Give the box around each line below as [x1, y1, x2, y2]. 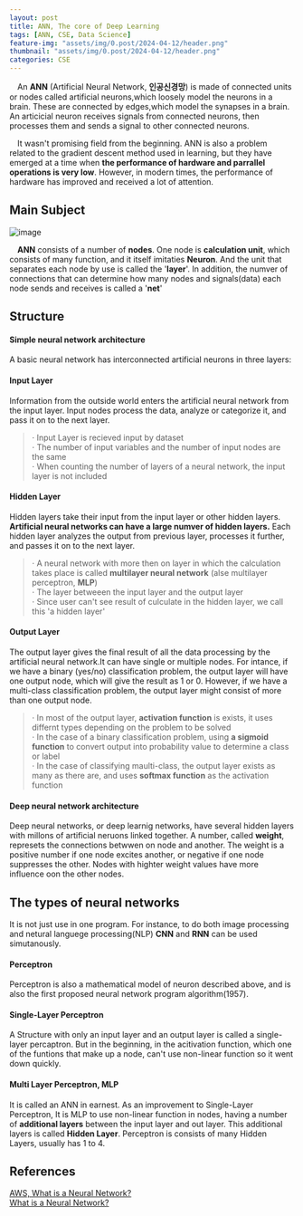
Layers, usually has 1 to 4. [9, 1137, 106, 1148]
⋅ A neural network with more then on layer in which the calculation [31, 558, 281, 569]
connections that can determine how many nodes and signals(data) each [9, 273, 282, 283]
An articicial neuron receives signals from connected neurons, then [9, 110, 260, 121]
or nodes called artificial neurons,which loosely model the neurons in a [9, 91, 273, 102]
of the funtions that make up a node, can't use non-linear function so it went [9, 1048, 294, 1059]
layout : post [9, 13, 59, 23]
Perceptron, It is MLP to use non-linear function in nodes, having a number [9, 1108, 288, 1119]
